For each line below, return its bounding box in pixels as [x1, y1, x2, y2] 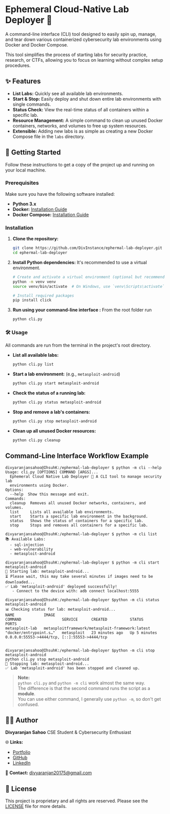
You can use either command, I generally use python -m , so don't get [17, 696, 161, 702]
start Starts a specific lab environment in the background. [10, 513, 148, 519]
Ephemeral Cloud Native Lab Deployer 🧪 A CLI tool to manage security [10, 474, 162, 479]
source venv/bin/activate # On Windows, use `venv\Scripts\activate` [12, 284, 165, 289]
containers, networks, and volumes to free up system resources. [12, 122, 148, 128]
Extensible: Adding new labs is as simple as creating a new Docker [12, 128, 153, 134]
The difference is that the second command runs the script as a [17, 685, 150, 691]
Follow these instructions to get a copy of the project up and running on [5, 161, 155, 167]
